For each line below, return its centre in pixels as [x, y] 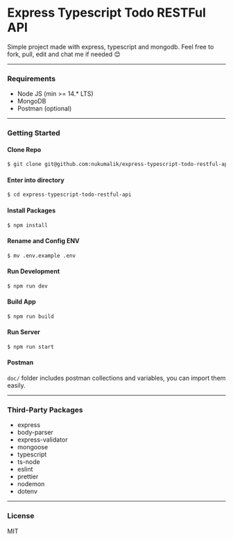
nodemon [31, 484]
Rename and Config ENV [43, 240]
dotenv [27, 492]
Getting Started [34, 133]
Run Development [34, 272]
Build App [21, 302]
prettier [28, 476]
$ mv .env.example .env [42, 256]
